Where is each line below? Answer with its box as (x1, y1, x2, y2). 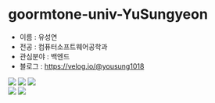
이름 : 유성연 (19, 32, 58, 41)
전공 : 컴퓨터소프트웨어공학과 (19, 41, 108, 51)
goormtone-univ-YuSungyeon (8, 5, 209, 23)
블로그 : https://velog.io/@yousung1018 (19, 61, 145, 71)
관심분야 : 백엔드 (19, 51, 70, 61)
